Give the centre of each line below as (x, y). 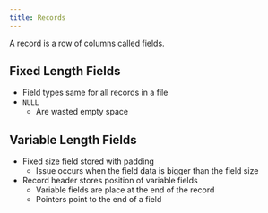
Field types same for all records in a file (95, 93)
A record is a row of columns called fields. (87, 43)
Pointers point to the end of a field (99, 200)
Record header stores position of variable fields (110, 181)
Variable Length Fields (73, 140)
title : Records (38, 17)
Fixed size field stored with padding (88, 161)
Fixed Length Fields (65, 71)
